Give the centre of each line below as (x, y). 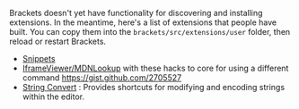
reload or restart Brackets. (57, 41)
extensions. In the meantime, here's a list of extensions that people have (143, 22)
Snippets (39, 59)
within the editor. (53, 96)
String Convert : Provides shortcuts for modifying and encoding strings (154, 87)
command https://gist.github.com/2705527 (102, 78)
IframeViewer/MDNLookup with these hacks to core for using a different (155, 68)
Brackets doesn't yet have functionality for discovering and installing (136, 13)
